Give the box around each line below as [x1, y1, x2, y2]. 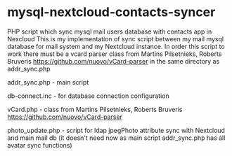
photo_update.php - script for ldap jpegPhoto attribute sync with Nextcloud [7, 126, 225, 134]
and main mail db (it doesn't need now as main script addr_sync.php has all [7, 134, 226, 142]
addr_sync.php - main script [7, 78, 89, 86]
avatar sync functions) [7, 141, 72, 149]
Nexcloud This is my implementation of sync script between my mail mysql [7, 34, 224, 43]
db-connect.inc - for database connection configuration [7, 92, 170, 100]
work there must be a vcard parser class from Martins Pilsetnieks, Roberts [7, 50, 222, 58]
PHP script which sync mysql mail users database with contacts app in [7, 27, 212, 36]
